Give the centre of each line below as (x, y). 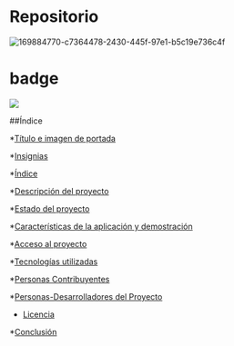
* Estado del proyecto (50, 208)
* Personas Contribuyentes (60, 279)
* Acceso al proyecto (48, 243)
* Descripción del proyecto (59, 191)
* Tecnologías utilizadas (54, 262)
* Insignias (29, 155)
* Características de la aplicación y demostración (101, 226)
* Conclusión (33, 331)
